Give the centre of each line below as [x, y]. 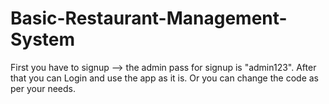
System [43, 39]
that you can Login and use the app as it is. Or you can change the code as [164, 78]
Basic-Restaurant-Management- [149, 18]
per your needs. [43, 88]
